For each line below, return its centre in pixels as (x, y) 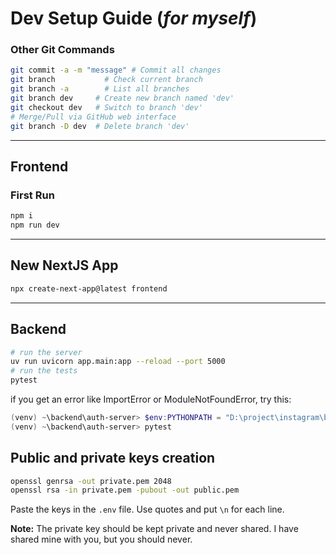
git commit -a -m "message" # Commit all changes (116, 70)
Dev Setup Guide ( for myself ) (134, 18)
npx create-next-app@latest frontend (89, 288)
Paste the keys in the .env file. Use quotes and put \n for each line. (147, 509)
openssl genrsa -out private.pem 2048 (91, 481)
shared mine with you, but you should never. (101, 539)
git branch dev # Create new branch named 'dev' (122, 98)
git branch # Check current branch (106, 80)
